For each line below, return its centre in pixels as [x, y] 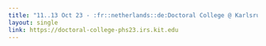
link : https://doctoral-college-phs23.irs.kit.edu [93, 30]
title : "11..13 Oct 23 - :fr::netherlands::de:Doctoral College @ [120, 15]
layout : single [33, 23]
